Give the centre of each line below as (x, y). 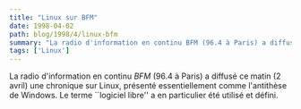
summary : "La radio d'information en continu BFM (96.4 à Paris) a (138, 42)
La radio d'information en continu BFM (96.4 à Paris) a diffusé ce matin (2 (145, 76)
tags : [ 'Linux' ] (39, 51)
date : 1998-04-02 (42, 26)
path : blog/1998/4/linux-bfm (64, 34)
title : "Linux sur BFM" (54, 17)
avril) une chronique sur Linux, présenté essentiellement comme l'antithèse (148, 86)
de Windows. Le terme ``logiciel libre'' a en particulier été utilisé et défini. (144, 96)
